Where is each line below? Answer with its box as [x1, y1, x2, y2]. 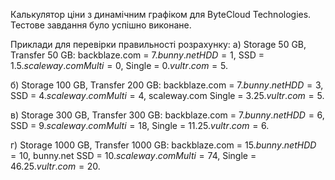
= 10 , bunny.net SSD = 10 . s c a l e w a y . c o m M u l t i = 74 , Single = [10, 150, 257, 161]
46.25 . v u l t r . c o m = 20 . [10, 160, 101, 172]
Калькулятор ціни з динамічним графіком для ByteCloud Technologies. [10, 9, 312, 20]
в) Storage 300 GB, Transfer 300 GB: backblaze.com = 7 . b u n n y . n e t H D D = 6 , [10, 109, 325, 121]
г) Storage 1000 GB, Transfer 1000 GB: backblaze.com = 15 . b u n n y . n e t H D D [10, 139, 317, 151]
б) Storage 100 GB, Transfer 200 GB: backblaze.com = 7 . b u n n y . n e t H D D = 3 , [10, 79, 324, 91]
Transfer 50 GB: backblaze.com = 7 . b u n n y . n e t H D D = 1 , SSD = [10, 49, 265, 61]
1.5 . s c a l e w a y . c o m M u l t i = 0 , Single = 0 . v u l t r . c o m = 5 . [10, 60, 228, 71]
